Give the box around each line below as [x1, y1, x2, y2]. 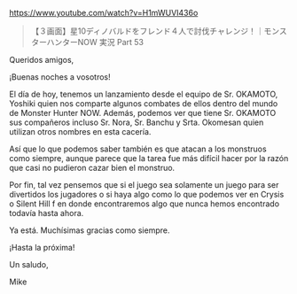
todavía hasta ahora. [9, 208, 84, 218]
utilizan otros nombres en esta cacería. [9, 127, 152, 136]
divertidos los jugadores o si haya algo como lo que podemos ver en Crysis [9, 190, 285, 199]
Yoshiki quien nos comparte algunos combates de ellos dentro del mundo [9, 98, 278, 109]
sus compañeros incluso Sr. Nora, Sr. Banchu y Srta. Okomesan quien [9, 117, 264, 128]
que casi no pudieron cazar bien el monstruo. [9, 163, 176, 173]
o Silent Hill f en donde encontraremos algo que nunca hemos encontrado [9, 198, 280, 209]
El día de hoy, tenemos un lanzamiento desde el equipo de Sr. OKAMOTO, [9, 89, 278, 99]
